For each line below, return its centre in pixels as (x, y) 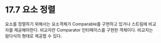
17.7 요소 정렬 (30, 10)
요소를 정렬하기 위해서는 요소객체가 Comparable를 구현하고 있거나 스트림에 (76, 24)
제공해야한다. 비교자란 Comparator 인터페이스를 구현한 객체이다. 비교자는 (83, 30)
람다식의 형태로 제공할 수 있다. (33, 36)
